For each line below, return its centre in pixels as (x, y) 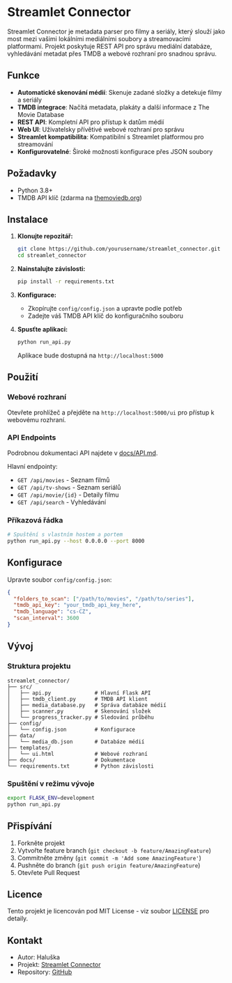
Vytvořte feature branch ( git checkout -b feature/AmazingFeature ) (114, 850)
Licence (25, 894)
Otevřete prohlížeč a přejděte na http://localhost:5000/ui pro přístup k (111, 412)
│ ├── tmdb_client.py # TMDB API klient (78, 699)
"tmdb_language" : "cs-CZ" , (53, 612)
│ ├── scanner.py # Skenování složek (79, 711)
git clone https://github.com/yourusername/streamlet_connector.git (119, 249)
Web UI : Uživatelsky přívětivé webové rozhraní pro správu (101, 129)
